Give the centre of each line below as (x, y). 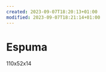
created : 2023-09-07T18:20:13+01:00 (52, 12)
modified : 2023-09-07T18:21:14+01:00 (53, 17)
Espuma (27, 47)
